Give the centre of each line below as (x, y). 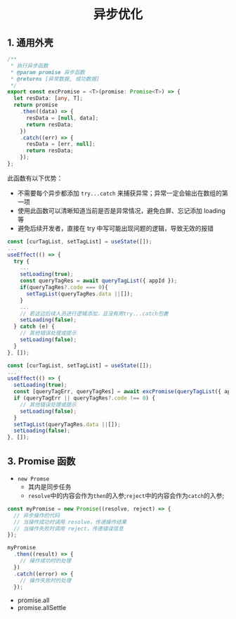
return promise (36, 105)
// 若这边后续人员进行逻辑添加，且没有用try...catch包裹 (94, 314)
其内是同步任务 (50, 487)
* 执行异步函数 (29, 65)
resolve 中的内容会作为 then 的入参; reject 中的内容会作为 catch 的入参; (126, 495)
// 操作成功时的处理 (46, 561)
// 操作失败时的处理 (46, 580)
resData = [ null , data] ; (62, 118)
